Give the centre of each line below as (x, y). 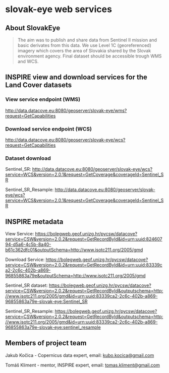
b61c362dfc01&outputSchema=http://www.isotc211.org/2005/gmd (74, 250)
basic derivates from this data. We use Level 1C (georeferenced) (84, 45)
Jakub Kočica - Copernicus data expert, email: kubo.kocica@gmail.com (80, 355)
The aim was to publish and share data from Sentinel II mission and (87, 40)
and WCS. (28, 61)
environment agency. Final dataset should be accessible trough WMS (90, 56)
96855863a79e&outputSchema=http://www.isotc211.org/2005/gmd (75, 276)
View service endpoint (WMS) (43, 99)
